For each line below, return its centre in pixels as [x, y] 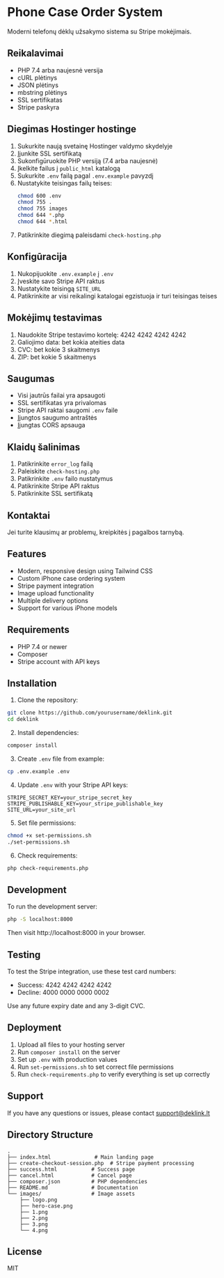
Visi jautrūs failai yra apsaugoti [61, 395]
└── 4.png [34, 1230]
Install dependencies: [48, 733]
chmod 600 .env [39, 196]
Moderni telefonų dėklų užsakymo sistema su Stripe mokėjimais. [99, 31]
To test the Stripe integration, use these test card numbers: [91, 972]
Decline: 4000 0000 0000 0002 [63, 992]
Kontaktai [29, 516]
